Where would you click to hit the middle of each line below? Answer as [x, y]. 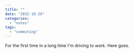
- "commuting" [24, 32]
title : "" [15, 9]
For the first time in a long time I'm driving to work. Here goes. [67, 46]
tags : [10, 27]
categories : [17, 18]
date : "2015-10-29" [25, 14]
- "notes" [19, 23]
